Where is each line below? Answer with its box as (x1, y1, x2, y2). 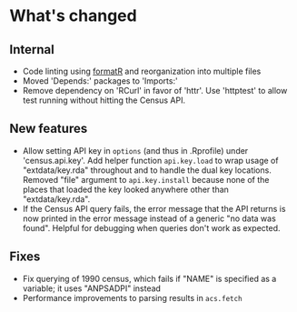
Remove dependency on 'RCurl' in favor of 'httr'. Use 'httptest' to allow (22, 86, 288, 96)
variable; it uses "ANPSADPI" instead (22, 283, 162, 294)
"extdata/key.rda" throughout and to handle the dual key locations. (22, 165, 272, 176)
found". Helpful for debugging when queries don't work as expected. (22, 222, 281, 233)
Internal (9, 42, 54, 57)
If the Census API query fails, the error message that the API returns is (22, 203, 286, 214)
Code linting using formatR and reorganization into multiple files (22, 65, 262, 76)
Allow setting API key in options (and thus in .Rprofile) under (22, 145, 249, 156)
